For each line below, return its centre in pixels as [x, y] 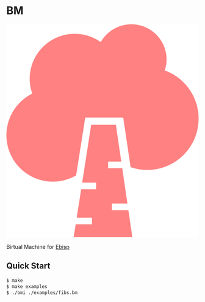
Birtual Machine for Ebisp [38, 246]
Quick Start [28, 266]
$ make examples [27, 287]
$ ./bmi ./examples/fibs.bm [42, 293]
